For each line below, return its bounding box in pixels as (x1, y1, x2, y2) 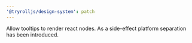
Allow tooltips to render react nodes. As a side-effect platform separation (6, 25, 187, 32)
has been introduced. (6, 31, 59, 38)
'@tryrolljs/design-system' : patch (6, 8, 95, 15)
